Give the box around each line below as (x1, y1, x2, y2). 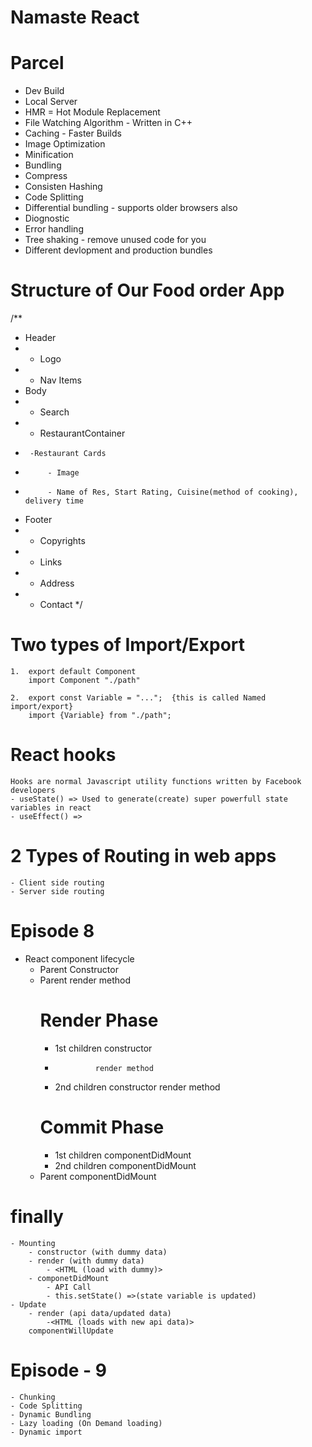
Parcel (10, 52, 65, 75)
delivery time (24, 496, 84, 506)
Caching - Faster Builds (24, 127, 122, 140)
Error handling (24, 223, 84, 235)
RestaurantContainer (39, 427, 126, 440)
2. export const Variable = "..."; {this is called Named (10, 693, 267, 703)
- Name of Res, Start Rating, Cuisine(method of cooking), (47, 487, 299, 498)
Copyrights (39, 535, 86, 547)
